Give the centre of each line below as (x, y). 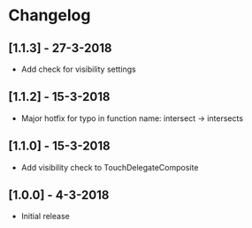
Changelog (50, 15)
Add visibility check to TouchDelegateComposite (110, 167)
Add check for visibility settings (78, 69)
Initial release (45, 217)
